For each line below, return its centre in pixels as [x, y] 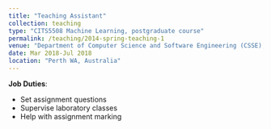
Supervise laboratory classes [69, 108]
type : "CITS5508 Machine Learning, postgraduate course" [106, 31]
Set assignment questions [63, 99]
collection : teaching [45, 23]
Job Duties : [28, 83]
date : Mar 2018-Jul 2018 [50, 53]
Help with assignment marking [71, 116]
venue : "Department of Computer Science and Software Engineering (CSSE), [137, 46]
